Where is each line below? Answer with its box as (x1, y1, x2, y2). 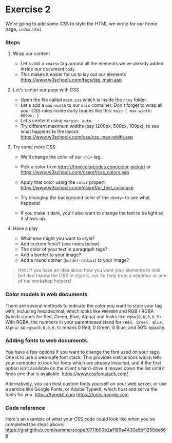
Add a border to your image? (20, 252, 81, 258)
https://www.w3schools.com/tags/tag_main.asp (20, 77, 122, 83)
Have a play (12, 225, 38, 232)
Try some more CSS (12, 144, 55, 150)
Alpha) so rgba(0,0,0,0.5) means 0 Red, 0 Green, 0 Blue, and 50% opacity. (5, 324, 166, 331)
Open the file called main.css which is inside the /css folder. (20, 97, 147, 103)
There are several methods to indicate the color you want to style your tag (5, 302, 162, 309)
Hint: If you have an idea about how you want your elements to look (17, 267, 161, 273)
